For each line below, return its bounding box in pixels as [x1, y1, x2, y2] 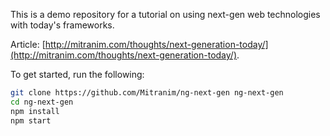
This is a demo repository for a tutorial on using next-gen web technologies [10, 9, 321, 20]
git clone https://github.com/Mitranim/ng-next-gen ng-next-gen [10, 88, 284, 98]
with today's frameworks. [10, 19, 115, 31]
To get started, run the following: [10, 69, 145, 80]
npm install [10, 106, 60, 116]
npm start [10, 115, 52, 126]
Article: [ [10, 39, 46, 50]
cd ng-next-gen [10, 97, 74, 107]
